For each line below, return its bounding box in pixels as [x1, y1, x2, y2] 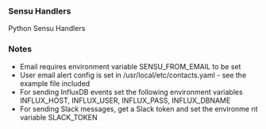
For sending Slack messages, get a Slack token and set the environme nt [19, 104, 258, 113]
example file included [19, 78, 91, 88]
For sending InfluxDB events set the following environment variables [19, 87, 244, 96]
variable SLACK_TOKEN [19, 112, 98, 122]
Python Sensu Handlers [8, 24, 86, 33]
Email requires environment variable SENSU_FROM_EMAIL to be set [19, 61, 241, 71]
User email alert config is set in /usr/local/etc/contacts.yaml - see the [19, 70, 247, 80]
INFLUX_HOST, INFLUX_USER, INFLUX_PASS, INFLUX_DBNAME [19, 96, 231, 105]
